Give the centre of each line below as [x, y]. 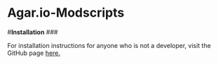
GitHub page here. [34, 53]
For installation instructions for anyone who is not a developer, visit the [109, 45]
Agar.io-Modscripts [66, 13]
